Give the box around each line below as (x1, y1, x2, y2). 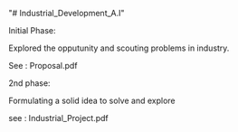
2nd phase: (8, 78, 51, 89)
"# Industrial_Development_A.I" (8, 8, 125, 18)
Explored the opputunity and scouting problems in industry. (8, 42, 230, 53)
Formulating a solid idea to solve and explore (8, 95, 176, 106)
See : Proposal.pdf (8, 61, 78, 71)
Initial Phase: (8, 25, 56, 35)
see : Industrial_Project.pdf (8, 113, 109, 123)
